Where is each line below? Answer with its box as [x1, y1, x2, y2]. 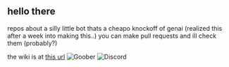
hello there [7, 6, 56, 17]
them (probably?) [7, 38, 58, 47]
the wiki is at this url [7, 52, 66, 61]
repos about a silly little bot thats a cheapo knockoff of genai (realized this [7, 24, 223, 32]
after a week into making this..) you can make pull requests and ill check [7, 31, 217, 40]
